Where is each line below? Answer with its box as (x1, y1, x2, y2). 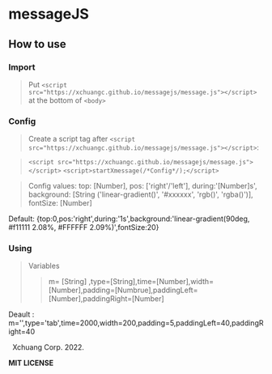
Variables (28, 261, 60, 271)
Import (8, 62, 36, 73)
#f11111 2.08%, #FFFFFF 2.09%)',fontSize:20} (8, 223, 159, 232)
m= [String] (48, 277, 87, 287)
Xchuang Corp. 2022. (11, 342, 85, 352)
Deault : (8, 309, 35, 320)
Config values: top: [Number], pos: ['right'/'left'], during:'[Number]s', (28, 181, 257, 191)
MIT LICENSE (8, 358, 54, 368)
